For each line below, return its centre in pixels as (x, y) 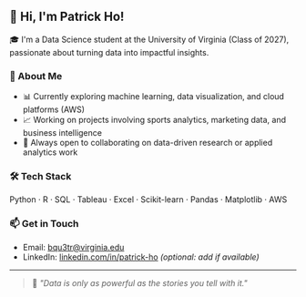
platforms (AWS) (53, 109)
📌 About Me (36, 76)
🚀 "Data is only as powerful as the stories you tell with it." (139, 282)
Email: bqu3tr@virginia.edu (73, 247)
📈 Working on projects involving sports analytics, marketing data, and (154, 120)
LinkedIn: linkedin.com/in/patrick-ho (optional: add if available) (141, 257)
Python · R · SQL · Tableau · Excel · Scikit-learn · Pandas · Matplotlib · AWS (148, 200)
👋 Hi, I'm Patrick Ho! (67, 17)
